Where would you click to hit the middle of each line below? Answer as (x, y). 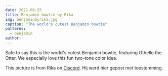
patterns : (16, 29)
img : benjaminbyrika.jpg (31, 19)
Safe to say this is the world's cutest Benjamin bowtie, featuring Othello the (83, 52)
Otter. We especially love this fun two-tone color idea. (61, 58)
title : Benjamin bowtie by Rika (39, 15)
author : (13, 39)
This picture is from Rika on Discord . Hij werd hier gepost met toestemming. (84, 68)
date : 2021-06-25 (24, 10)
